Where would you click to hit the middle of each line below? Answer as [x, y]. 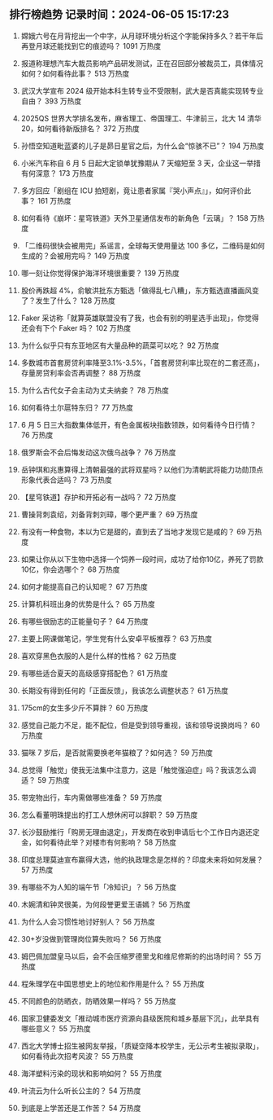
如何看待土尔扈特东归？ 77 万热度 [77, 407]
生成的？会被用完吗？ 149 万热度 [76, 256]
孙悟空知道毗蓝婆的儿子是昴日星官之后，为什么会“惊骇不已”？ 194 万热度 [143, 146]
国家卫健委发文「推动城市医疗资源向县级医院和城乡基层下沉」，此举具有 [140, 1018]
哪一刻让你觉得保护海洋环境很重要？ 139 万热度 [100, 273]
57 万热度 [37, 869]
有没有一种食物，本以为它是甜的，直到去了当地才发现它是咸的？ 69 [133, 531]
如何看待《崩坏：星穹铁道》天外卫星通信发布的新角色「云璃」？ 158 [134, 217]
